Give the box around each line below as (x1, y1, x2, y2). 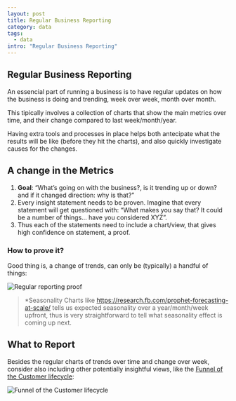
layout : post (7, 10, 46, 18)
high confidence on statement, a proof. (17, 228, 131, 236)
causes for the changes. (7, 144, 78, 153)
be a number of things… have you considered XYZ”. (17, 213, 167, 222)
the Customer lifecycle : (7, 372, 74, 381)
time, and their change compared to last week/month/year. (7, 116, 177, 124)
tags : (7, 29, 23, 37)
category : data (7, 23, 52, 30)
